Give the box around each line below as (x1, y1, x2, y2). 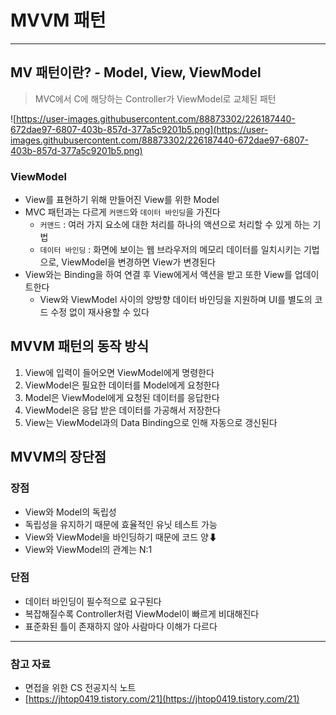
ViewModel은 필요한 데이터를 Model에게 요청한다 (24, 379, 220, 391)
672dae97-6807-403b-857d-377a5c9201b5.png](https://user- (10, 123, 269, 135)
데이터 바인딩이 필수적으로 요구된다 (24, 595, 162, 607)
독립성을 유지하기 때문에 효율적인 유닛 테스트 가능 (24, 518, 218, 530)
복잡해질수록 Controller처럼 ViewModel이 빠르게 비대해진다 (24, 607, 260, 620)
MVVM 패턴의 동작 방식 (10, 338, 149, 355)
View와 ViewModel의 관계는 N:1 (24, 543, 153, 555)
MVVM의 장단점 (10, 449, 107, 466)
